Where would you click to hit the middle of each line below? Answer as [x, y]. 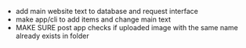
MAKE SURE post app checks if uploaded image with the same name [127, 27]
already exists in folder [52, 36]
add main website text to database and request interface [107, 11]
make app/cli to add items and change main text [93, 19]
